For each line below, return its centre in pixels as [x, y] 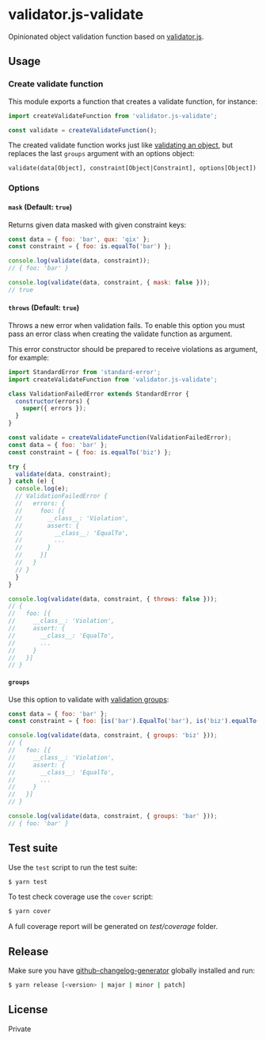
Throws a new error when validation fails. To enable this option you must [127, 325]
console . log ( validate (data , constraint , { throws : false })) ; [113, 599]
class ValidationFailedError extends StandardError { [99, 394]
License [28, 1009]
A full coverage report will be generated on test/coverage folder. [113, 927]
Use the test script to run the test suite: [73, 867]
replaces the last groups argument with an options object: [102, 154]
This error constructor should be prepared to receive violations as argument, [133, 349]
